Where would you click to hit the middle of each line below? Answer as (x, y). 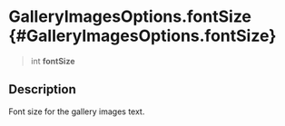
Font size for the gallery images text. (77, 111)
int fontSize (53, 61)
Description (42, 89)
